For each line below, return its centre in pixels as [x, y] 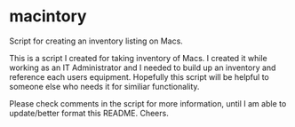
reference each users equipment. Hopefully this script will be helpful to [139, 76]
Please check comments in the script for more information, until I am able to [148, 103]
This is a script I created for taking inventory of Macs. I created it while [139, 58]
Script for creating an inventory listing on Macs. [96, 41]
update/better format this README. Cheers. [89, 113]
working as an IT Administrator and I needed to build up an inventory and [143, 67]
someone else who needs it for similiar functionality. [104, 86]
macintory [48, 16]
